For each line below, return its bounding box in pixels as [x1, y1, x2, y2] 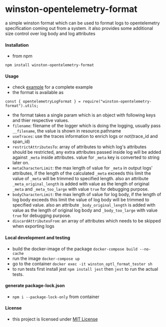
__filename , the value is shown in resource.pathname [12, 128, 121, 134]
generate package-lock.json [5, 283, 65, 289]
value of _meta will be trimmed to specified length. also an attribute [12, 176, 149, 182]
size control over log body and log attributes [5, 30, 96, 36]
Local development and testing [5, 234, 70, 240]
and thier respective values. [12, 117, 69, 123]
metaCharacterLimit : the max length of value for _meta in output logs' [12, 165, 153, 171]
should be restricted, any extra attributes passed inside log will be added [12, 149, 161, 155]
